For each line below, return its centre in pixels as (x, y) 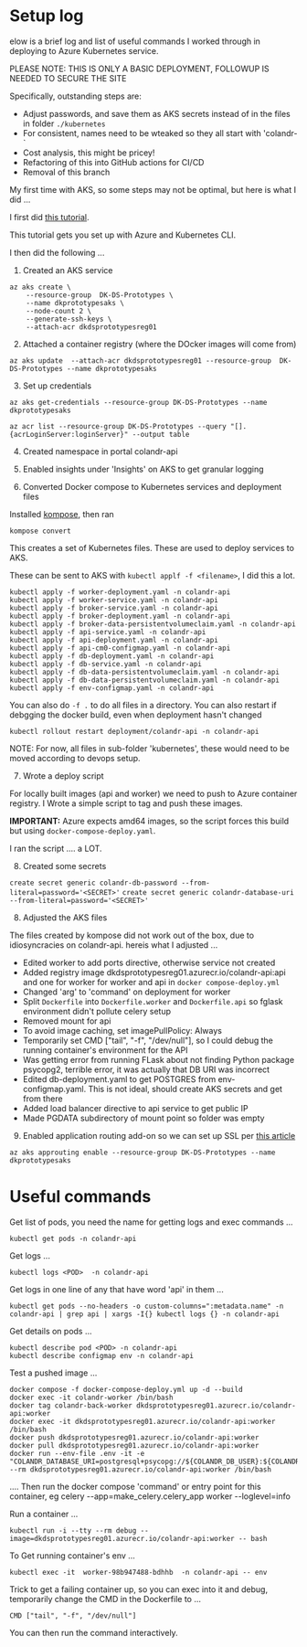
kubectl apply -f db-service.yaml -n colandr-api (106, 664)
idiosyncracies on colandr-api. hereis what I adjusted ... (114, 945)
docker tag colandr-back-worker (71, 1405)
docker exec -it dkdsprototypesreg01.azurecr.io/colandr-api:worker (143, 1421)
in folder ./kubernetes (64, 123)
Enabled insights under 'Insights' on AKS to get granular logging (143, 469)
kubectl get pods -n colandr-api (73, 1238)
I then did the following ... (57, 252)
